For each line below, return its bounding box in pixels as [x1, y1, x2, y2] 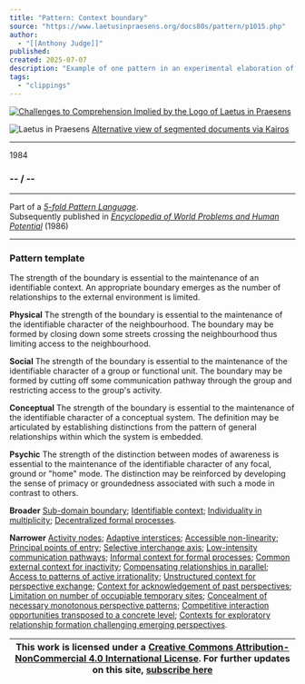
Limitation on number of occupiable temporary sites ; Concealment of [9, 590, 268, 601]
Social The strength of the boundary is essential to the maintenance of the [9, 356, 289, 367]
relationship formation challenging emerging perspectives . [9, 620, 228, 630]
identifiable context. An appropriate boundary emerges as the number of [9, 283, 281, 293]
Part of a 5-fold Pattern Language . [9, 201, 139, 212]
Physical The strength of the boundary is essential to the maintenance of [9, 310, 283, 321]
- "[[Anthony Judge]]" [17, 38, 103, 48]
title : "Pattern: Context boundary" [9, 13, 148, 23]
